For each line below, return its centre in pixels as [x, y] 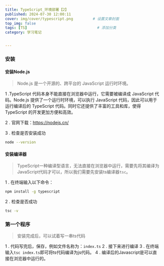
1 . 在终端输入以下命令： [29, 182]
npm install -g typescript [33, 192]
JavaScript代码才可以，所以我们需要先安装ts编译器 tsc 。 [74, 172]
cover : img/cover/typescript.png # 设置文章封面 [62, 19]
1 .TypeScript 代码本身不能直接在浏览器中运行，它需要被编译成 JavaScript [80, 94]
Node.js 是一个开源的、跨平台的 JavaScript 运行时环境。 [74, 83]
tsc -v [12, 211]
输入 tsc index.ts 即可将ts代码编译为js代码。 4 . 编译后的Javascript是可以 [79, 252]
